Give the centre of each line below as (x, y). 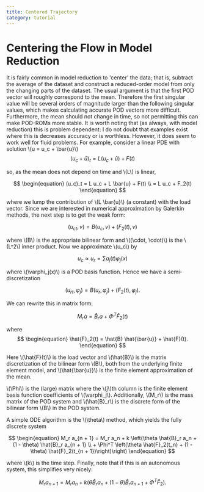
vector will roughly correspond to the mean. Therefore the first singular (96, 97)
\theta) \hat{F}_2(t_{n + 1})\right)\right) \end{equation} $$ (103, 451)
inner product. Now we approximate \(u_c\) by (79, 247)
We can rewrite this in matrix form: (50, 303)
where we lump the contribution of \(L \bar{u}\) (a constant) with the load (99, 202)
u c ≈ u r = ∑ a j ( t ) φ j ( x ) (103, 259)
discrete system (27, 426)
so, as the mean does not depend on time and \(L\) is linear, (81, 172)
